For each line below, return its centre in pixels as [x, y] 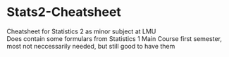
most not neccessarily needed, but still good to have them [91, 46]
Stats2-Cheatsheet [64, 12]
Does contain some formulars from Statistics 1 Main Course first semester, [114, 38]
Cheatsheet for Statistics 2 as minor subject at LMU [81, 31]
